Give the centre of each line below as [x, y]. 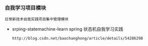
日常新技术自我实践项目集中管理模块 [37, 19]
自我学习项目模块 [25, 7]
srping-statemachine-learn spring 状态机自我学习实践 [67, 29]
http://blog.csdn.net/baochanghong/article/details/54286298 [78, 39]
